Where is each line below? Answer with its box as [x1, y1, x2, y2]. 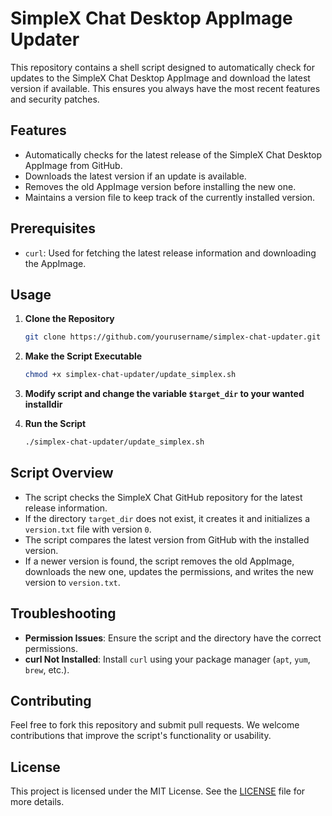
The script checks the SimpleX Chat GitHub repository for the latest [24, 491, 303, 503]
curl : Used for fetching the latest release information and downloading [24, 247, 317, 259]
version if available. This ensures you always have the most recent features [10, 82, 321, 94]
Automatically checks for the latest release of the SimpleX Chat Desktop [24, 148, 323, 161]
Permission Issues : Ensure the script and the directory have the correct [24, 632, 322, 644]
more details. [10, 796, 65, 808]
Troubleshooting [10, 605, 117, 622]
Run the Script [24, 418, 87, 430]
